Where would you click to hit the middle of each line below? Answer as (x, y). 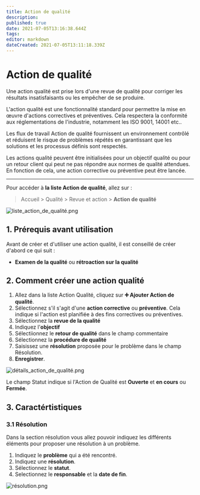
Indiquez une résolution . (45, 462)
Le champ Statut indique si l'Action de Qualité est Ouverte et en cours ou (96, 382)
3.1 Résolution (27, 424)
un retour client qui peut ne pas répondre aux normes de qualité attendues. (98, 164)
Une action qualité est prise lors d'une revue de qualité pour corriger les (94, 91)
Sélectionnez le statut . (43, 468)
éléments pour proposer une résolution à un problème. (73, 444)
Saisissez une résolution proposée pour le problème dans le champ (98, 346)
